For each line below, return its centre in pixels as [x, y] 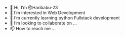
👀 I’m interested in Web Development [47, 13]
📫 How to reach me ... [33, 28]
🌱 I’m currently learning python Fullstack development [65, 18]
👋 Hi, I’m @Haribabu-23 [34, 8]
